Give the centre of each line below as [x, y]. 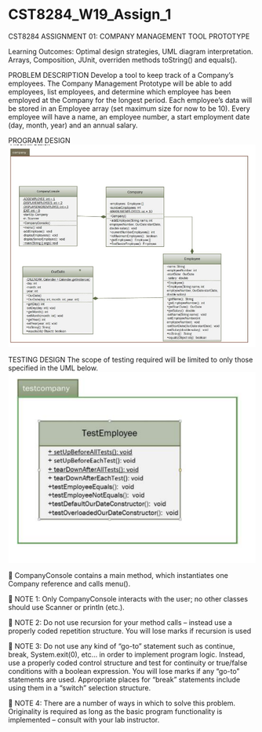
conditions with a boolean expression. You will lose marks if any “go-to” [124, 671]
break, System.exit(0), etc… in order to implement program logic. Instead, [127, 655]
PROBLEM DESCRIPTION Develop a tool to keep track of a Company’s [121, 75]
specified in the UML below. [53, 368]
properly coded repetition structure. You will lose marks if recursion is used [130, 631]
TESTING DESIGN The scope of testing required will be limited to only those [131, 359]
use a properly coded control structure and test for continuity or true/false [128, 663]
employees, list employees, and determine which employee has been [120, 91]
